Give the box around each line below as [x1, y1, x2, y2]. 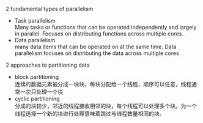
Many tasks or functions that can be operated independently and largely [14, 24, 197, 31]
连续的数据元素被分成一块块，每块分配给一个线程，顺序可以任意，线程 [14, 81, 192, 88]
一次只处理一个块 [20, 88, 64, 95]
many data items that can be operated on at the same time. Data [14, 43, 177, 50]
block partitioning [14, 73, 59, 80]
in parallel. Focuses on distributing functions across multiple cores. [14, 30, 184, 37]
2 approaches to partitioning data [6, 61, 90, 69]
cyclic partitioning [14, 95, 60, 102]
